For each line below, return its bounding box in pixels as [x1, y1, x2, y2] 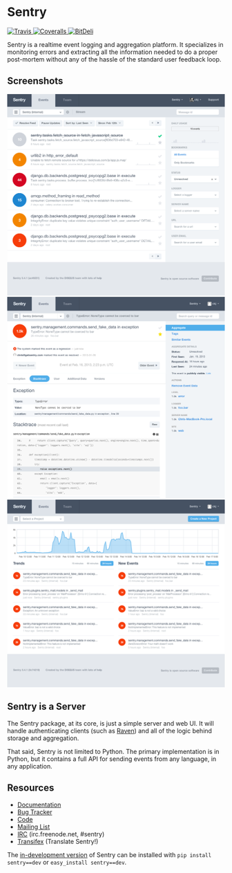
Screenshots [7, 75, 64, 87]
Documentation [17, 800, 61, 809]
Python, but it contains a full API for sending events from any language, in [7, 755, 217, 763]
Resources [7, 782, 55, 794]
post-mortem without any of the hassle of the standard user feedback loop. [7, 55, 222, 63]
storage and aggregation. [7, 734, 79, 742]
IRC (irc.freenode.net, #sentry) [17, 829, 105, 838]
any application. [7, 762, 53, 770]
